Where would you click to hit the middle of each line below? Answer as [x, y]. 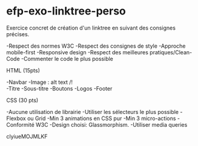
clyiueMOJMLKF [27, 136]
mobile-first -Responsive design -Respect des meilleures [77, 52]
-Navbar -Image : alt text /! [40, 82]
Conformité [20, 124]
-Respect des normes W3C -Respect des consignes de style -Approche [96, 46]
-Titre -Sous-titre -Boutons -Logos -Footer [59, 88]
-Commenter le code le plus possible [67, 59]
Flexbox [16, 118]
